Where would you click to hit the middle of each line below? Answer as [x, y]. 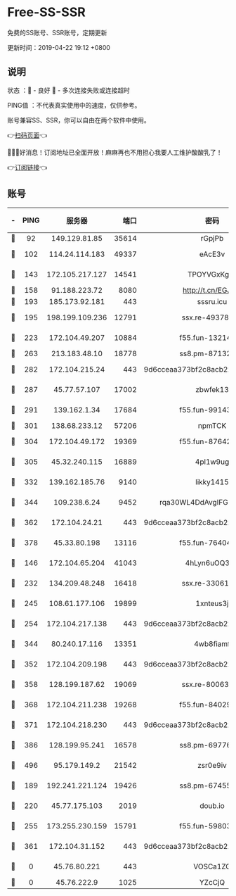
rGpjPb [212, 238]
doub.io [212, 805]
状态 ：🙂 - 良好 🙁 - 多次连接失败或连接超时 [68, 90]
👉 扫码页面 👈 [27, 135]
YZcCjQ [212, 882]
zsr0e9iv [212, 765]
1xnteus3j [212, 603]
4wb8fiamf [212, 643]
